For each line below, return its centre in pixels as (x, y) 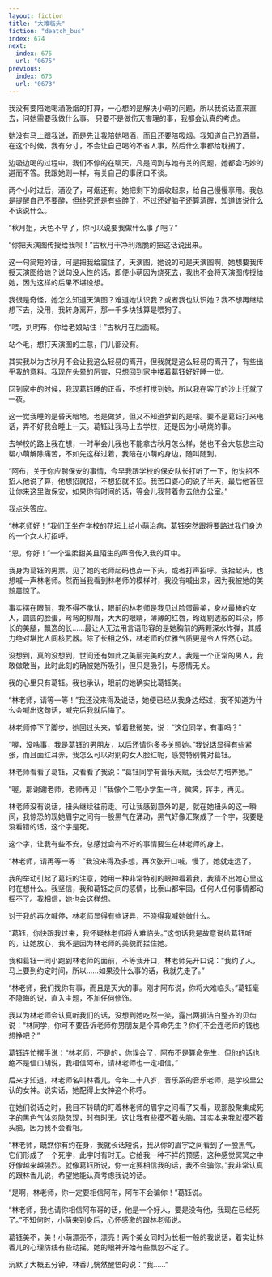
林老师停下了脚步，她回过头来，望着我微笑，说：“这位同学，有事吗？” (125, 727)
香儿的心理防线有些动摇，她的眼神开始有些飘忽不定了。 (100, 1247)
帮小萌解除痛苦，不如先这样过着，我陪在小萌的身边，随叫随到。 (115, 453)
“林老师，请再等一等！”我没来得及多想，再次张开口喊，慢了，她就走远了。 (132, 861)
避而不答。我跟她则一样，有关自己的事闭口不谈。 (90, 173)
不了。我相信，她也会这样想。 (65, 898)
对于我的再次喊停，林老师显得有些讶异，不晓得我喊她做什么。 (111, 915)
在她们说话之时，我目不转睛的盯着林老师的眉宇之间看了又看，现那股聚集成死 (136, 1107)
